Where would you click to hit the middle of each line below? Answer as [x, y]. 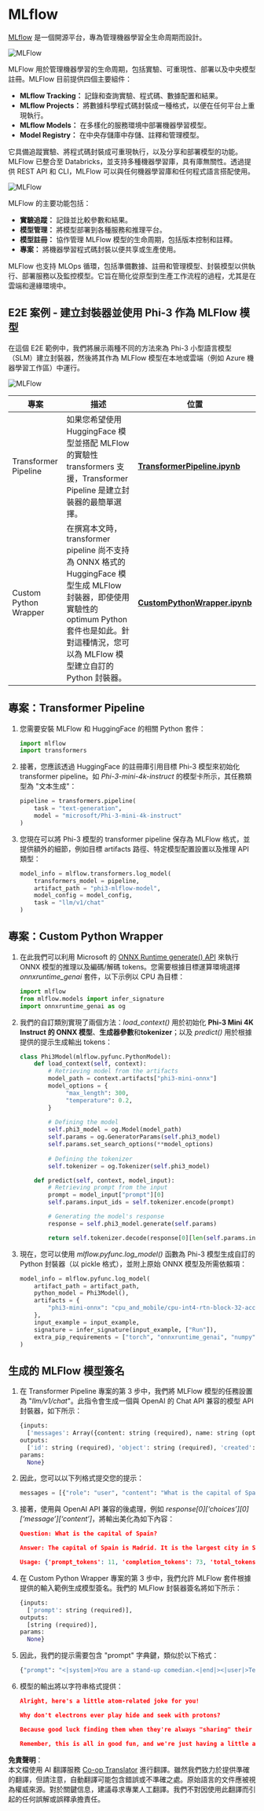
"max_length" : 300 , [97, 1093]
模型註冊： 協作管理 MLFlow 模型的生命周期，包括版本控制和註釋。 [128, 239]
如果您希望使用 [94, 420]
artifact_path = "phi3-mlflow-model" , [97, 888]
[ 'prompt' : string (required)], [80, 1610]
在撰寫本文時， [94, 528]
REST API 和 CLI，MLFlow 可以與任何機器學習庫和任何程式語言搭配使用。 [136, 171]
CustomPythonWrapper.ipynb [195, 603]
